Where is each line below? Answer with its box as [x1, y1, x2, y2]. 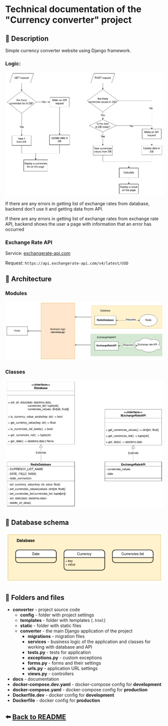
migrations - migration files [27, 633, 85, 640]
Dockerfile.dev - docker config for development [12, 692, 115, 698]
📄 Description [5, 34, 49, 43]
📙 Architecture [5, 275, 52, 283]
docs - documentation [12, 676, 59, 682]
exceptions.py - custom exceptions [27, 655, 102, 661]
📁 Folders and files [5, 593, 64, 602]
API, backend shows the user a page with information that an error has [5, 221, 152, 227]
